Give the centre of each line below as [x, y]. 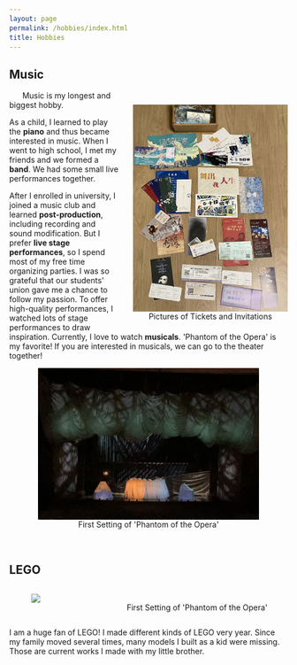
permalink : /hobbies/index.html [69, 28]
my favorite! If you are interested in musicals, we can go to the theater [137, 346]
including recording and [53, 224]
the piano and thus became [60, 132]
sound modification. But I [55, 234]
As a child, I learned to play [59, 122]
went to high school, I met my [63, 151]
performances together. [52, 179]
